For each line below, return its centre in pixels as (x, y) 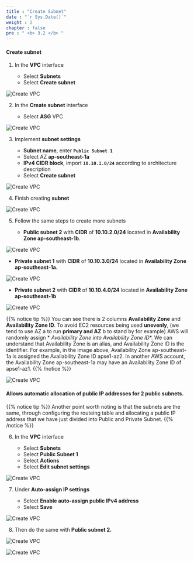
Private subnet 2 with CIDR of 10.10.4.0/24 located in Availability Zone (101, 290)
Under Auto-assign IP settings (52, 489)
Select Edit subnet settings (56, 467)
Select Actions (41, 460)
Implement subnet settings (47, 139)
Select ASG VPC (43, 117)
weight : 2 (19, 22)
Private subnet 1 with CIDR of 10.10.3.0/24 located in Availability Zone (101, 261)
